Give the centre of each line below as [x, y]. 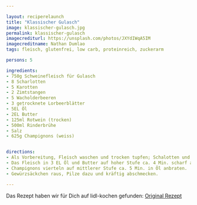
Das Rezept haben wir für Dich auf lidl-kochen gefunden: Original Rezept [94, 196]
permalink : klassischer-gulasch [45, 33]
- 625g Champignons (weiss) [40, 136]
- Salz [14, 131]
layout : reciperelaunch [35, 16]
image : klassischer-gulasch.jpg [45, 28]
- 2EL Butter [22, 114]
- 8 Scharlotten [26, 82]
